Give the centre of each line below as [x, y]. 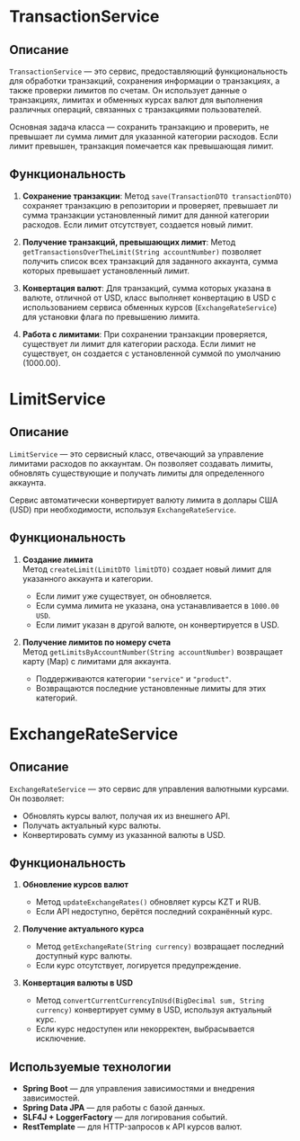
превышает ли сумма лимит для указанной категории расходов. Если [144, 136]
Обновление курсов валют [75, 885]
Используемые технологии [90, 1067]
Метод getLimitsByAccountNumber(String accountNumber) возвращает [153, 651]
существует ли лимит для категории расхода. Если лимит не [139, 343]
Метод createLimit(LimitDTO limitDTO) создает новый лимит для [147, 569]
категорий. [57, 698]
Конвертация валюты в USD [77, 983]
